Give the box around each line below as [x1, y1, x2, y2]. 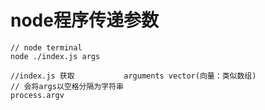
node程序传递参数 [10, 9, 159, 32]
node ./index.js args [10, 51, 101, 61]
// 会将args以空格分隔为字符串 [10, 81, 124, 91]
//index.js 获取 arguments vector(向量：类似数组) [10, 71, 257, 81]
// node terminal [10, 42, 83, 53]
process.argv [10, 90, 65, 100]
